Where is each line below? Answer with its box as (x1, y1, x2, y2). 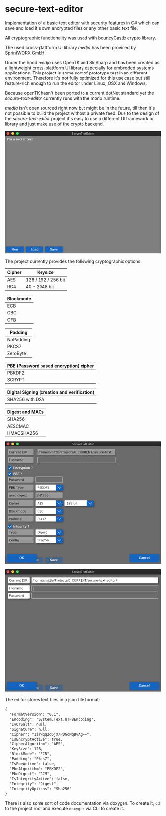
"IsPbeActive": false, (9, 761, 56, 767)
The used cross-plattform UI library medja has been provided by (5, 44, 136, 50)
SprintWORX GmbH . (5, 50, 46, 56)
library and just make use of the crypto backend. (5, 121, 104, 127)
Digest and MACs (7, 409, 44, 415)
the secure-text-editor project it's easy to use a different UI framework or (5, 115, 154, 121)
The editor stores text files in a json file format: (5, 697, 100, 703)
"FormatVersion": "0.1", (9, 712, 61, 717)
